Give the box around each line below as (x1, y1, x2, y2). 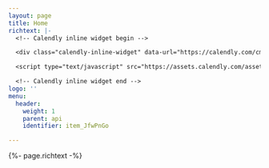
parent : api (22, 114, 62, 122)
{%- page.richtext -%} (8, 151, 82, 161)
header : (15, 99, 42, 108)
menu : (8, 92, 26, 100)
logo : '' (8, 85, 38, 93)
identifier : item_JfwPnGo (22, 122, 110, 130)
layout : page (8, 11, 52, 20)
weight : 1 (22, 107, 56, 115)
